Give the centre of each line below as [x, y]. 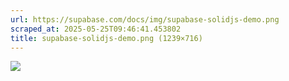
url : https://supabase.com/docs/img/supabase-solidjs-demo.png [145, 19]
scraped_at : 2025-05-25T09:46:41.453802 [96, 29]
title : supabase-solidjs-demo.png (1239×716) [106, 38]
